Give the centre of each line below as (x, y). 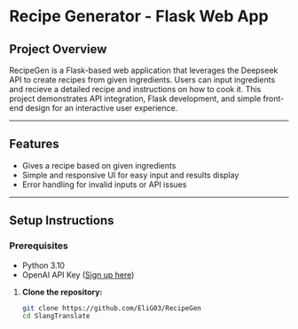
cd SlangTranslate (56, 317)
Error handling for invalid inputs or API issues (104, 184)
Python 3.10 (43, 265)
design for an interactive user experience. (102, 108)
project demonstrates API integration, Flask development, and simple (135, 98)
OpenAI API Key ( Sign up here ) (78, 274)
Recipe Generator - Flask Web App (139, 16)
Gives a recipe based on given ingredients (99, 165)
